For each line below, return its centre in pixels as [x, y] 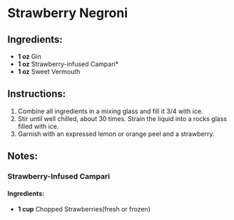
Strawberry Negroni [68, 13]
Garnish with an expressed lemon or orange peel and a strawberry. [116, 134]
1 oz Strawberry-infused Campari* [68, 64]
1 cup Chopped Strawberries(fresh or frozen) [84, 209]
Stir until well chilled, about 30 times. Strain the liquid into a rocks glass [122, 118]
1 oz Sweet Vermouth [49, 72]
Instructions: [37, 94]
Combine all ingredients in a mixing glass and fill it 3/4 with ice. [110, 111]
